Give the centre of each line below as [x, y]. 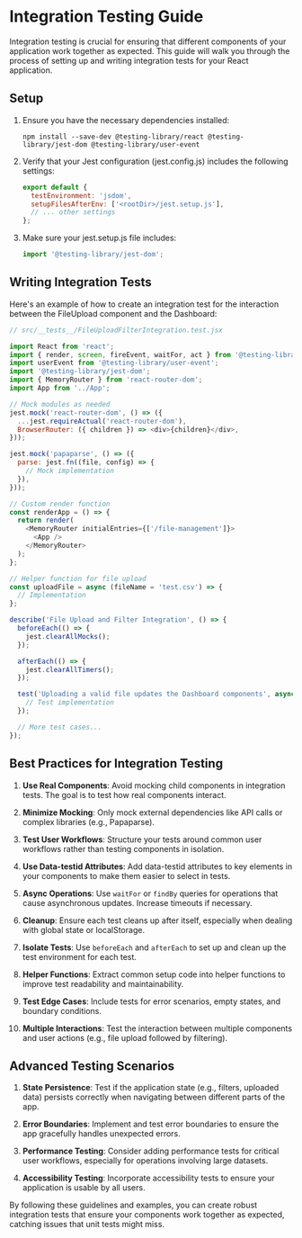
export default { [55, 187]
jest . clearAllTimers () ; [70, 669]
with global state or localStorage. [84, 929]
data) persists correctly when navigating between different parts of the [154, 1097]
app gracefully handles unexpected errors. [102, 1134]
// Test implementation [70, 703]
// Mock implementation [70, 471]
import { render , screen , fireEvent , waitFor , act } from [120, 354]
